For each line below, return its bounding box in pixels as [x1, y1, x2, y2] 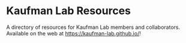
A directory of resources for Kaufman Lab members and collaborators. [6, 24, 181, 31]
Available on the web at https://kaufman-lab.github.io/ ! [6, 29, 141, 37]
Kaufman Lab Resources [6, 4, 131, 18]
